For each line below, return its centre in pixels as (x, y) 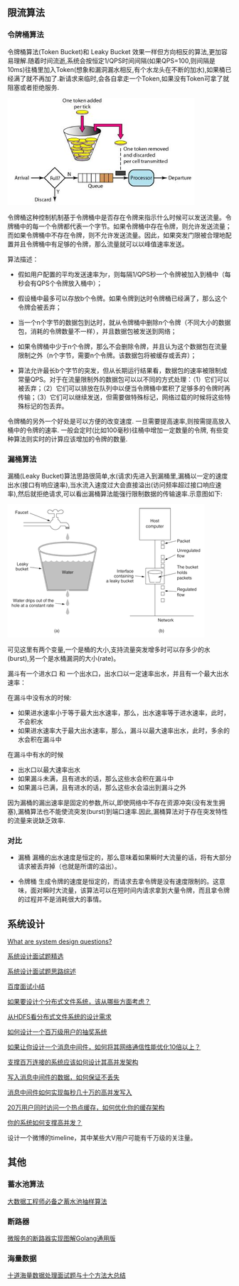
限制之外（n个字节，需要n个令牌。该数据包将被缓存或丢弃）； (107, 355)
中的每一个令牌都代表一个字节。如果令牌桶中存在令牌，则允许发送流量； (126, 226)
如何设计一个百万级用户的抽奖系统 (57, 1032)
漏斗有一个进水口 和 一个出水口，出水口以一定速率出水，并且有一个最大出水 (118, 673)
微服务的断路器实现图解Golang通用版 (62, 1238)
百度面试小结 (26, 987)
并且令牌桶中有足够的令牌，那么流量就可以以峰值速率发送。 (101, 244)
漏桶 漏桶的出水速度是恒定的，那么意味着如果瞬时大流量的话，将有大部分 (124, 857)
